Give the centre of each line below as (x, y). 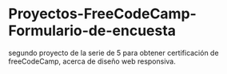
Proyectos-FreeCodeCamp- (103, 14)
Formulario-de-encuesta (92, 31)
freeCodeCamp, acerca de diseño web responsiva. (92, 61)
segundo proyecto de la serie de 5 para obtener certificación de (113, 53)
